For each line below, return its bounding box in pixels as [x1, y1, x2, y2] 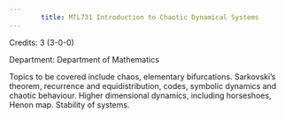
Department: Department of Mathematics [9, 54, 159, 64]
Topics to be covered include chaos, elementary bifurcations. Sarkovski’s [9, 71, 276, 82]
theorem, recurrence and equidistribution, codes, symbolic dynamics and [9, 80, 277, 91]
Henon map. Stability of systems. [9, 99, 130, 110]
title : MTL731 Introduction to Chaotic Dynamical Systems [41, 12, 259, 22]
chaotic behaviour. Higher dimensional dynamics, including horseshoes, [9, 90, 272, 100]
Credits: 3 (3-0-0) [9, 37, 75, 48]
